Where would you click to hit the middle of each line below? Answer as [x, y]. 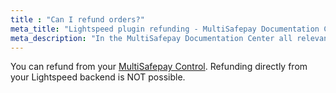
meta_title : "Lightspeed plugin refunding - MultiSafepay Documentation [165, 29]
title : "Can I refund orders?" [77, 19]
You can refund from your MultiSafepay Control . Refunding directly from [159, 67]
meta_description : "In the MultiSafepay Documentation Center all [151, 38]
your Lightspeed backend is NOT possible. [98, 77]
